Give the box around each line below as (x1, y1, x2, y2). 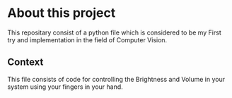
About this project (7, 5, 116, 21)
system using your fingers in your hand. (7, 82, 124, 91)
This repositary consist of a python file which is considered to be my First (7, 28, 221, 37)
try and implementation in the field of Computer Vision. (7, 35, 168, 44)
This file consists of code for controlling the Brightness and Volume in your (7, 75, 225, 83)
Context (7, 56, 44, 68)
